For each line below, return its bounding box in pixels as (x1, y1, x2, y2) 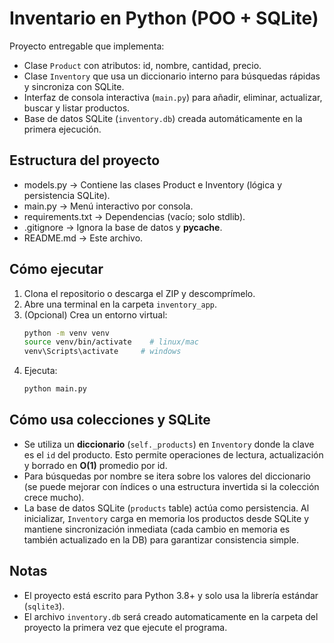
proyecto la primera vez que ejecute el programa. (23, 621, 228, 633)
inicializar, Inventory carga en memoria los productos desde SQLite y (23, 512, 310, 524)
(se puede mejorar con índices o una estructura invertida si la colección (23, 480, 320, 492)
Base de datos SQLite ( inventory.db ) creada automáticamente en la (23, 112, 303, 124)
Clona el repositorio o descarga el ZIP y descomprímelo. (23, 287, 256, 299)
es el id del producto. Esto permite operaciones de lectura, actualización (23, 448, 324, 461)
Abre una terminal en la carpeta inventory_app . (23, 298, 218, 310)
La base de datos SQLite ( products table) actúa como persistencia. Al (23, 502, 310, 514)
